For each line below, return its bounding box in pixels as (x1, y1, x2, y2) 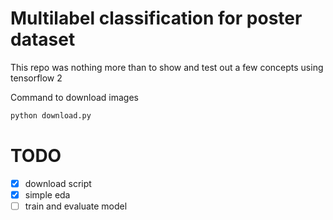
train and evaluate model (24, 200, 128, 212)
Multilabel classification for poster (10, 7, 303, 30)
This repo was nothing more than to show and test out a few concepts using (10, 61, 324, 73)
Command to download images (10, 91, 139, 103)
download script (24, 177, 92, 189)
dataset (10, 28, 76, 51)
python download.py (10, 110, 92, 121)
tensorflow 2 (10, 72, 63, 84)
